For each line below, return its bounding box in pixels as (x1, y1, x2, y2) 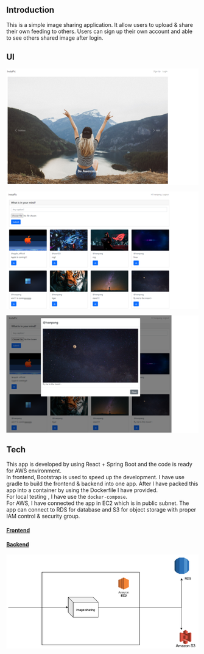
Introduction (6, 5, 55, 15)
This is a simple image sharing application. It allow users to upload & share (6, 21, 194, 28)
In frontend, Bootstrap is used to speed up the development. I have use (6, 474, 185, 481)
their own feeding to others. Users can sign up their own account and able (6, 28, 193, 35)
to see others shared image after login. (6, 34, 104, 42)
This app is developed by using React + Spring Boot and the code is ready (6, 461, 193, 468)
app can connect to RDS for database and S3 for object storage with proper (6, 506, 197, 513)
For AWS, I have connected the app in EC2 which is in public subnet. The (6, 499, 189, 507)
